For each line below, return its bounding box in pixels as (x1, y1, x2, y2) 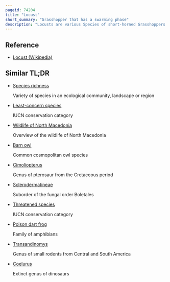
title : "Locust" (5, 12, 40, 17)
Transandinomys (12, 241, 48, 247)
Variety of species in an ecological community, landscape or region (12, 92, 155, 99)
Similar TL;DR (5, 69, 50, 78)
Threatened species (12, 201, 55, 207)
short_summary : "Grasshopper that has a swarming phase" (5, 17, 129, 22)
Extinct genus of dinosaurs (12, 270, 69, 276)
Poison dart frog (12, 221, 47, 227)
